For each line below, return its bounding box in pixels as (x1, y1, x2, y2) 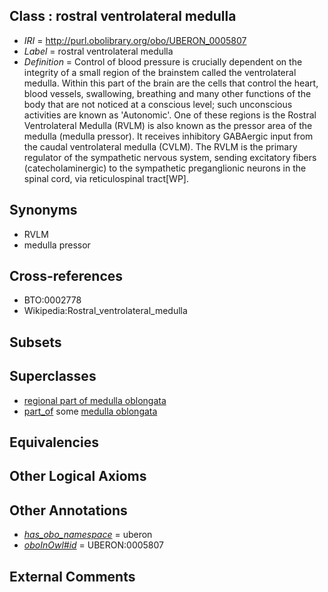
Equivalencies (9, 434, 99, 451)
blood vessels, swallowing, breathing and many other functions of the (23, 87, 312, 99)
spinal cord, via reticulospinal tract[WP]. (23, 172, 189, 184)
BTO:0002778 (23, 294, 82, 306)
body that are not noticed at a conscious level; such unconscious (23, 98, 293, 110)
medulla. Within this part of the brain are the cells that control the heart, (23, 77, 319, 89)
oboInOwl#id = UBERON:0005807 (23, 539, 164, 551)
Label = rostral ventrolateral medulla (23, 45, 174, 57)
